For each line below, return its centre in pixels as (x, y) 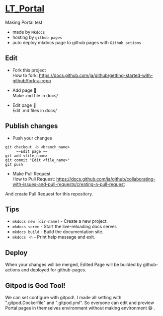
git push (14, 164)
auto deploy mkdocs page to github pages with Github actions (77, 42)
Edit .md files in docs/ (35, 110)
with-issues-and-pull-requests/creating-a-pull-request (69, 184)
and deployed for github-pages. (54, 270)
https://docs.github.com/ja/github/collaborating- (106, 179)
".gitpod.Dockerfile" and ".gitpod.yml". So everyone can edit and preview (80, 303)
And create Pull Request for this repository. (49, 193)
